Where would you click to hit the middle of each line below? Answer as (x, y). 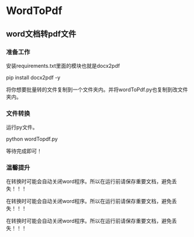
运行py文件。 (22, 128)
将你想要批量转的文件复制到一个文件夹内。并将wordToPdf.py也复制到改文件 (97, 90)
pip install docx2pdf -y (33, 77)
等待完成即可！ (24, 151)
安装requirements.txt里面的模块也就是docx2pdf (63, 66)
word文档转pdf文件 (41, 34)
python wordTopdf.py (32, 139)
